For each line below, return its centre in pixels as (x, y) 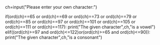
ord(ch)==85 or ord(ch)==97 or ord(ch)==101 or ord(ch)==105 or (70, 22)
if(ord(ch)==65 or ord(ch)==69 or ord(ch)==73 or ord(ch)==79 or (71, 16)
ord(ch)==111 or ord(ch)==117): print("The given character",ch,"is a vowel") (80, 27)
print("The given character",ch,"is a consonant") (54, 37)
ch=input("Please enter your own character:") (51, 7)
